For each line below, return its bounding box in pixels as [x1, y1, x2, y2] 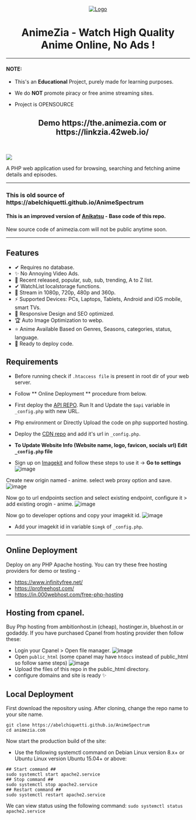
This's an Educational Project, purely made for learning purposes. [14, 78, 174, 85]
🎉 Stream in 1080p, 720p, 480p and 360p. [14, 289, 116, 296]
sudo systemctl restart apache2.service [6, 792, 106, 798]
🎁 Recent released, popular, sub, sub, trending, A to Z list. [14, 276, 153, 283]
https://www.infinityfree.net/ [14, 579, 83, 586]
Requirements [6, 357, 58, 367]
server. [14, 379, 32, 386]
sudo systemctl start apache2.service [6, 771, 100, 777]
